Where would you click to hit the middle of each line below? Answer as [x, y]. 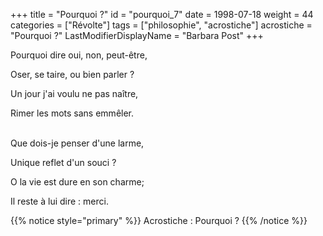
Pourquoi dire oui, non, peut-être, [79, 55]
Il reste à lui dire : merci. [59, 201]
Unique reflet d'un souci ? [63, 162]
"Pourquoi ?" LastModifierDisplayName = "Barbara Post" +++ [137, 35]
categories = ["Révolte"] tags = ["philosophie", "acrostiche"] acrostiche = [161, 25]
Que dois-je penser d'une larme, [77, 143]
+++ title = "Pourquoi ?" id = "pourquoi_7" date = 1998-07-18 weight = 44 [162, 14]
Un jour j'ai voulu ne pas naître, [74, 93]
